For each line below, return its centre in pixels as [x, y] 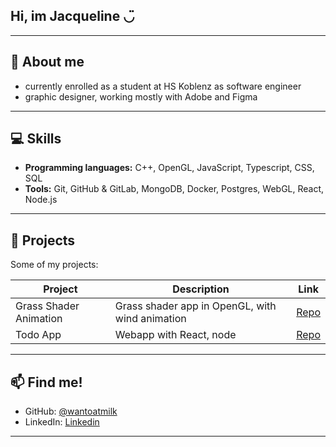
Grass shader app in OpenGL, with [195, 306]
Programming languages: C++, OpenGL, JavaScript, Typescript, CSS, [169, 168]
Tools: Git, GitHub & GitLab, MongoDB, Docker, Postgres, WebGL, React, [174, 189]
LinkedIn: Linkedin [62, 422]
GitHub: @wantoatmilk [71, 411]
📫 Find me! [46, 382]
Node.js [41, 200]
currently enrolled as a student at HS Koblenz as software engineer [163, 86]
